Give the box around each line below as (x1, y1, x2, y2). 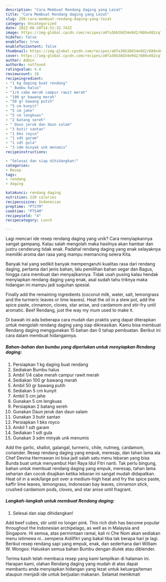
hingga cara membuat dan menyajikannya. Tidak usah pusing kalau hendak (5, 272, 159, 277)
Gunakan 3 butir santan (12, 414, 61, 420)
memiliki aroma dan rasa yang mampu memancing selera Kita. (5, 251, 132, 257)
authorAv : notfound (5, 62, 46, 67)
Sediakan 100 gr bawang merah (12, 377, 78, 383)
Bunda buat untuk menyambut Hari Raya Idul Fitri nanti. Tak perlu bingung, (5, 460, 157, 466)
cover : (5, 53, 19, 58)
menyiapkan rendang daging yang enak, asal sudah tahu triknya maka (5, 277, 148, 283)
